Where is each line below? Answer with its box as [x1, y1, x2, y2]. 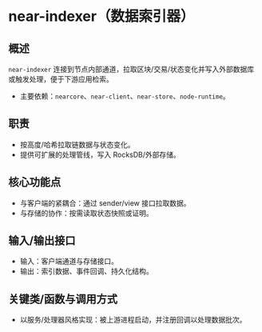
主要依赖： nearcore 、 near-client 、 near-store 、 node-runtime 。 [19, 91, 230, 101]
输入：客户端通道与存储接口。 [19, 257, 118, 266]
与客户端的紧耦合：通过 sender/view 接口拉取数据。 [19, 198, 191, 208]
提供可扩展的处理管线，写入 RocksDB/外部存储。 [19, 150, 181, 159]
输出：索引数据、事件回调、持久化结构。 [19, 266, 153, 276]
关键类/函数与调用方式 [8, 292, 118, 306]
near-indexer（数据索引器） [8, 7, 195, 26]
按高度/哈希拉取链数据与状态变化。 [19, 139, 135, 149]
